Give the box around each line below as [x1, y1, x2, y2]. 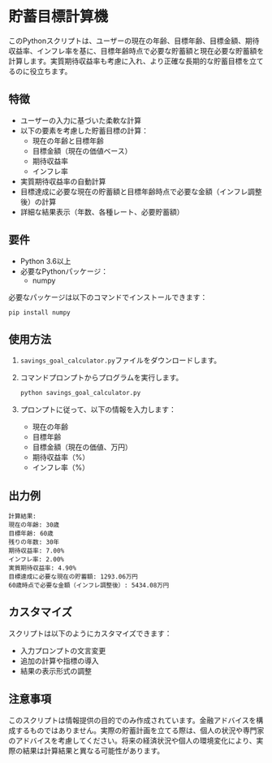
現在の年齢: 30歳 [8, 521, 59, 529]
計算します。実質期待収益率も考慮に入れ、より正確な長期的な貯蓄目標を [8, 56, 250, 66]
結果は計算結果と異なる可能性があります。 [22, 745, 165, 756]
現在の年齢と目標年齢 [32, 136, 104, 145]
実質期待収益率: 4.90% [8, 564, 77, 573]
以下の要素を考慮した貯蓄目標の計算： [19, 125, 149, 135]
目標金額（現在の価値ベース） [32, 145, 132, 155]
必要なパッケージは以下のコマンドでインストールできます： [8, 292, 208, 301]
